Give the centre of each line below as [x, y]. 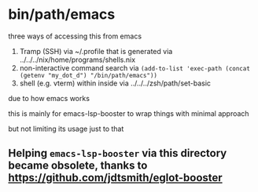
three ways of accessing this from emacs [75, 36]
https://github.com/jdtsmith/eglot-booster [115, 178]
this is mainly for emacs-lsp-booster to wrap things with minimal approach [129, 113]
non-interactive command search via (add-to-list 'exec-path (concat [135, 67]
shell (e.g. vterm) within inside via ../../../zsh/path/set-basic [115, 83]
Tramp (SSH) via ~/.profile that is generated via [96, 51]
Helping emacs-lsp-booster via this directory [118, 153]
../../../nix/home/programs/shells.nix [77, 60]
